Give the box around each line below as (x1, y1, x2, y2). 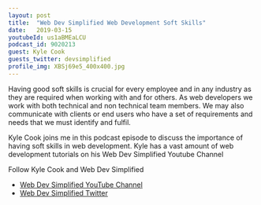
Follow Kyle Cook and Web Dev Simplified (8, 164, 144, 174)
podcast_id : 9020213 (8, 41, 76, 49)
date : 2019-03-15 (8, 26, 73, 34)
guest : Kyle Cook (8, 48, 65, 56)
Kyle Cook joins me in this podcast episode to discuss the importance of (8, 133, 243, 142)
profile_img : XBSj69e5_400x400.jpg (8, 63, 125, 71)
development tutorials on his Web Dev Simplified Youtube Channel (8, 149, 224, 159)
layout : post (8, 11, 51, 20)
